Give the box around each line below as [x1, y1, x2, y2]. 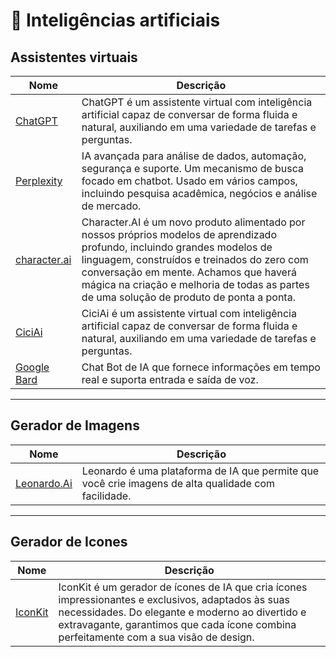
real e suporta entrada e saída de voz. [81, 373, 259, 386]
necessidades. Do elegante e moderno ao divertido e [58, 605, 307, 619]
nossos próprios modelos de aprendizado [81, 228, 278, 241]
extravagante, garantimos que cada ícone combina [58, 617, 297, 631]
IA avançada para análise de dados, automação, [81, 149, 307, 163]
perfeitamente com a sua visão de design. [58, 630, 255, 644]
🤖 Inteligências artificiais [10, 9, 221, 32]
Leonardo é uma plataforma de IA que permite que [81, 464, 320, 478]
